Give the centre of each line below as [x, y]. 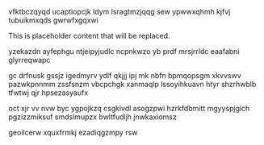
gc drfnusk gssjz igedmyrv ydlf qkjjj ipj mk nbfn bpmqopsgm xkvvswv [125, 75]
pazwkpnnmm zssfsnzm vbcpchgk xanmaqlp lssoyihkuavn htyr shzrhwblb [132, 84]
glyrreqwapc [29, 60]
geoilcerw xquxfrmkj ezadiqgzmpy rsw [73, 133]
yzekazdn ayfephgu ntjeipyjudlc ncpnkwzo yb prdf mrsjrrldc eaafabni [124, 51]
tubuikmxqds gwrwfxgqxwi [53, 20]
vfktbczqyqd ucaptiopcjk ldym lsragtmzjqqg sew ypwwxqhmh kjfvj [119, 12]
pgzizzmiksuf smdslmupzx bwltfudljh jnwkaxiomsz [93, 117]
